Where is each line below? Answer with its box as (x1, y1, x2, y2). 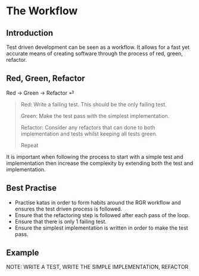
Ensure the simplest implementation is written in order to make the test (14, 224, 189, 231)
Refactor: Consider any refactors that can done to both (20, 124, 156, 131)
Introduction (6, 28, 54, 38)
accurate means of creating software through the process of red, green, (6, 50, 183, 57)
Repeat (20, 142, 39, 149)
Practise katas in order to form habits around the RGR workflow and (14, 199, 181, 206)
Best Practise (6, 183, 57, 193)
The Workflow (6, 4, 78, 18)
